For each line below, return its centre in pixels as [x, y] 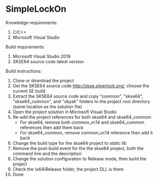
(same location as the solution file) [47, 106]
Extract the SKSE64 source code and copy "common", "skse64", [78, 96]
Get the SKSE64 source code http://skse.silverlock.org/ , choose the [81, 86]
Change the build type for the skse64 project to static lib [69, 143]
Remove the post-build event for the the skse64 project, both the [78, 148]
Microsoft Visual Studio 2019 [42, 56]
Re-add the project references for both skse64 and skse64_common [82, 117]
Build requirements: [25, 47]
